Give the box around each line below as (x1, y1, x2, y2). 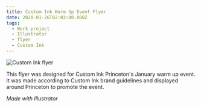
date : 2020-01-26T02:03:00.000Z (6, 14, 88, 20)
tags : (6, 20, 20, 26)
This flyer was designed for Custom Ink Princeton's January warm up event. (6, 70, 196, 78)
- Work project (11, 25, 50, 32)
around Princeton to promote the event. (6, 83, 104, 90)
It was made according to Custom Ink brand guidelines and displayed (6, 76, 179, 84)
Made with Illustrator (6, 94, 59, 102)
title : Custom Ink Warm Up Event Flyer (6, 8, 107, 15)
